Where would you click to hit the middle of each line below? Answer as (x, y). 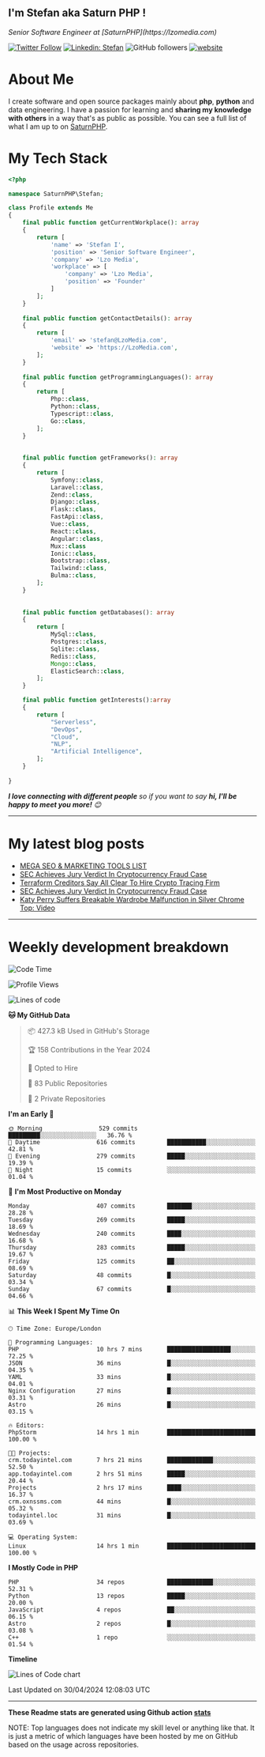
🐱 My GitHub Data (39, 1015)
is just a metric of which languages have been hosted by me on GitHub (123, 1736)
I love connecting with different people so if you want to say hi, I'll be (123, 796)
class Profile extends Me (50, 208)
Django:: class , (75, 502)
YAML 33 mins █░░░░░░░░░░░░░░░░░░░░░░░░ (132, 1377)
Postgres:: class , (79, 642)
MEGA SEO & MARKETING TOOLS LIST (83, 866)
